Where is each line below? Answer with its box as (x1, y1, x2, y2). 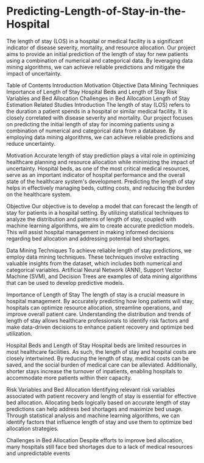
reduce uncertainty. (6, 140, 56, 147)
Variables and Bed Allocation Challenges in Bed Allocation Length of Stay (6, 95, 190, 102)
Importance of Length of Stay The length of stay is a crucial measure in (6, 291, 185, 298)
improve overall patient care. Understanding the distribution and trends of (6, 310, 191, 318)
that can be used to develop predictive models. (6, 279, 125, 286)
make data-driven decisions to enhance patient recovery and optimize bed (6, 323, 194, 331)
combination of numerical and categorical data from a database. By (6, 127, 175, 134)
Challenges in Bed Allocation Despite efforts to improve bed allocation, (6, 436, 184, 443)
